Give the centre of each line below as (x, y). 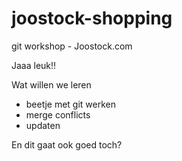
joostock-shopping (92, 18)
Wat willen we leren (51, 84)
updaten (43, 125)
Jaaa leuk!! (34, 65)
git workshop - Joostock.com (72, 46)
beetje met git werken (70, 104)
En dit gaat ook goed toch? (67, 144)
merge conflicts (58, 114)
